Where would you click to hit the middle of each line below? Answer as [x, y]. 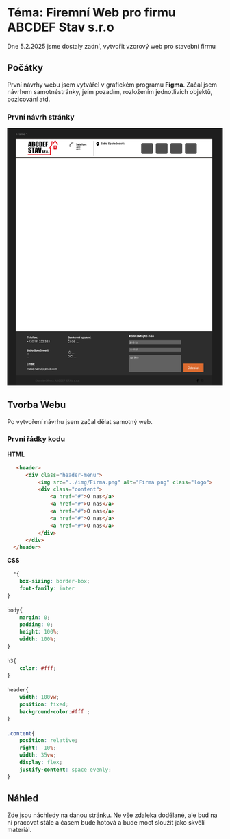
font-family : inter [47, 589]
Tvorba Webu [37, 405]
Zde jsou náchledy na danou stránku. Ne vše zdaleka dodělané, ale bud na [112, 815]
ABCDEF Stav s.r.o [61, 27]
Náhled [23, 798]
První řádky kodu [36, 439]
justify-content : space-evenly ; [65, 770]
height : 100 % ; [39, 632]
